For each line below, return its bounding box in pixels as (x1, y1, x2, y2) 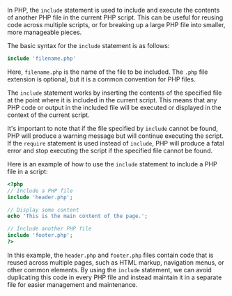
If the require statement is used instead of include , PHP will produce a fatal (7, 139, 224, 147)
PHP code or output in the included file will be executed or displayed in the (7, 103, 222, 111)
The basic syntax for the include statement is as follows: (7, 42, 170, 49)
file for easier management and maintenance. (7, 280, 138, 288)
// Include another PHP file (7, 226, 92, 233)
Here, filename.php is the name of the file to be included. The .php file (7, 68, 208, 76)
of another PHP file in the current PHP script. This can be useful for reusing (7, 13, 224, 22)
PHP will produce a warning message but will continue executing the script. (7, 132, 224, 140)
